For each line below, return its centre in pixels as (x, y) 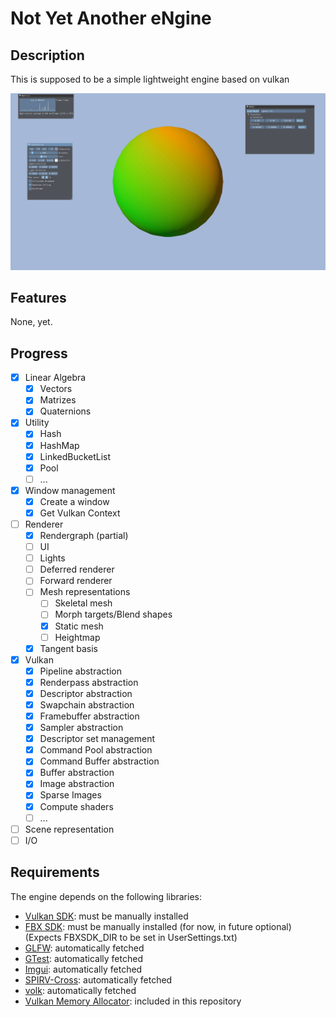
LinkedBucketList (75, 456)
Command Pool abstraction (96, 750)
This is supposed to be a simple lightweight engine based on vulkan (150, 79)
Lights (52, 558)
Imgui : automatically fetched (83, 969)
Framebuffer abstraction (89, 716)
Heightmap (77, 637)
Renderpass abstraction (89, 682)
